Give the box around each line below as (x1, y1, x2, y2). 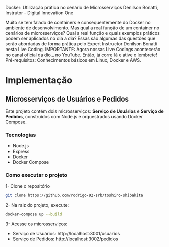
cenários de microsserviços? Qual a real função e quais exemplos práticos (5, 30, 160, 36)
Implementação (5, 75, 72, 86)
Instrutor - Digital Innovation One (5, 10, 74, 16)
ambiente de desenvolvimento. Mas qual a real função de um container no (5, 25, 160, 31)
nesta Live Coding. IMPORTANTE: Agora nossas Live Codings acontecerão (5, 46, 161, 52)
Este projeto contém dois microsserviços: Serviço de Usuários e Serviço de (5, 108, 164, 114)
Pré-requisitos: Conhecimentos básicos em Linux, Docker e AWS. (5, 57, 141, 63)
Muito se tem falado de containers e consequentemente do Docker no (5, 20, 151, 25)
